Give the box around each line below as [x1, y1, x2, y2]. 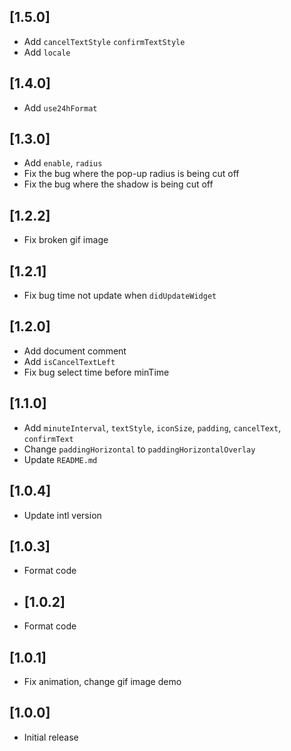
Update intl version [23, 509, 102, 521]
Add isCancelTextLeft [23, 355, 116, 367]
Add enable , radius [23, 157, 103, 169]
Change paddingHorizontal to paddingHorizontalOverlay [23, 443, 256, 455]
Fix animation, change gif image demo [23, 675, 182, 687]
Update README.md [23, 453, 98, 465]
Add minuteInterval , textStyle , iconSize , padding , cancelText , [23, 421, 282, 434]
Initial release [23, 731, 79, 743]
